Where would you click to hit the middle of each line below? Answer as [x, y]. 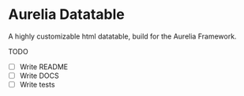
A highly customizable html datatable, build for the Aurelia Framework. [122, 36]
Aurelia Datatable [66, 15]
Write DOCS [39, 76]
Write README [44, 66]
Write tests [37, 85]
